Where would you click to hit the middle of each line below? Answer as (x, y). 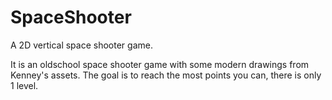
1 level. (24, 85)
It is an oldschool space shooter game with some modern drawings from (160, 64)
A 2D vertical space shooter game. (81, 45)
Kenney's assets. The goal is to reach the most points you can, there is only (166, 75)
